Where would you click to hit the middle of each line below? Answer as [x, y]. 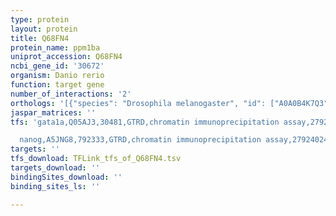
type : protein [40, 19]
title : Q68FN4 [40, 38]
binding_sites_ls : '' [55, 186]
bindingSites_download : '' [66, 177]
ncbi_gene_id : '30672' [57, 66]
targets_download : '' [55, 168]
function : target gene [57, 85]
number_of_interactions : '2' [71, 94]
